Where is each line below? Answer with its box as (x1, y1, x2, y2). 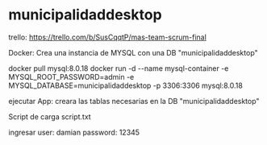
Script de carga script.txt (8, 111, 91, 122)
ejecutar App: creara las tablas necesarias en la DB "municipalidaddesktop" (8, 96, 260, 106)
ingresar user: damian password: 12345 (8, 127, 140, 137)
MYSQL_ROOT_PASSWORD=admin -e (8, 72, 135, 81)
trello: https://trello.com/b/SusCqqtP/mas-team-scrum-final (8, 32, 207, 42)
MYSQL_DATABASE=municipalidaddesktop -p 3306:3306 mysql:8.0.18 (8, 81, 244, 90)
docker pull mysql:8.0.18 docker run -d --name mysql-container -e (8, 63, 229, 73)
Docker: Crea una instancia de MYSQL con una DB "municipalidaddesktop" (8, 48, 258, 57)
